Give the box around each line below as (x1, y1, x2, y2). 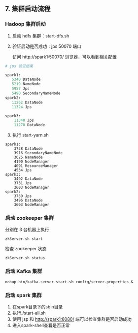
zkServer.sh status (5, 256, 45, 261)
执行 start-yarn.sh (12, 132, 49, 138)
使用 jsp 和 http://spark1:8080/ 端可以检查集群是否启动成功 (12, 316, 132, 322)
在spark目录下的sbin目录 (12, 304, 63, 310)
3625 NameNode (14, 155, 43, 160)
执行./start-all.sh (12, 310, 46, 316)
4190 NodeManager (14, 159, 50, 164)
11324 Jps (11, 104, 32, 109)
